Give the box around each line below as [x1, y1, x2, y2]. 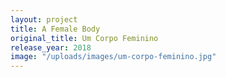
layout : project [10, 14, 78, 25]
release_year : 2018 [10, 42, 92, 53]
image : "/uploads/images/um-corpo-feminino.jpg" [10, 52, 217, 62]
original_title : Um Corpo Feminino [10, 33, 159, 43]
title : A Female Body [10, 24, 101, 34]
